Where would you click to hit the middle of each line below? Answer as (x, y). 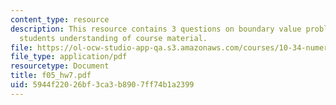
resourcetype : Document (60, 66)
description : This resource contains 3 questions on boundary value (156, 29)
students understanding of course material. (113, 38)
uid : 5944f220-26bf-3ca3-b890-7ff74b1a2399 (102, 85)
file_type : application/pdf (69, 57)
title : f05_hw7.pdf (51, 76)
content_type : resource (60, 19)
